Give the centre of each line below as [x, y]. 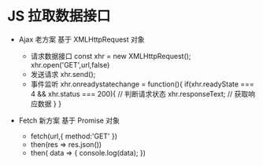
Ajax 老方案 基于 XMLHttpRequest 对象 [81, 39]
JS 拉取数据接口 [59, 16]
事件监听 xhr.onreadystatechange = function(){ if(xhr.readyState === [143, 84]
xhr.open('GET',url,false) [70, 64]
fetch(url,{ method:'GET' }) [74, 136]
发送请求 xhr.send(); [63, 74]
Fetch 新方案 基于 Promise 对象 [69, 120]
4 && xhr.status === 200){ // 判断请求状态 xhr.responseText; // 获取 [139, 93]
